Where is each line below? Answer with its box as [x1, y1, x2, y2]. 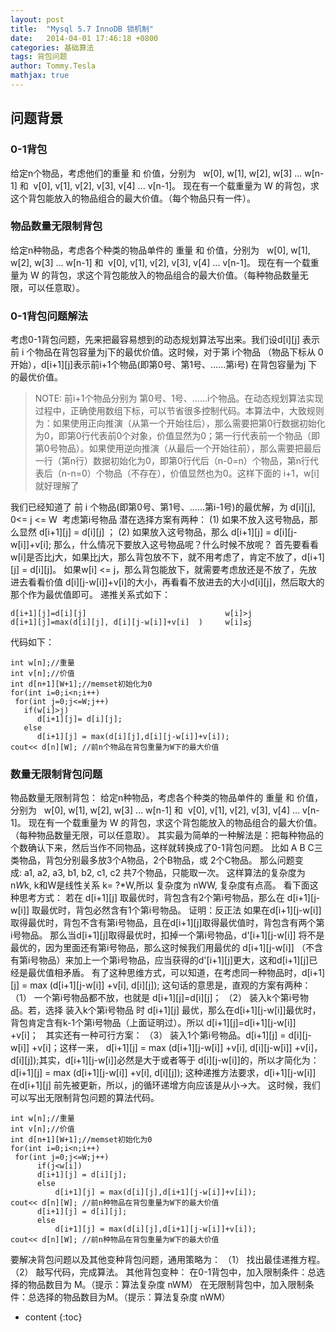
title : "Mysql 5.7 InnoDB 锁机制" [10, 24, 154, 34]
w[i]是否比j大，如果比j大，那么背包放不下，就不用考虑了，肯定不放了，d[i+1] [10, 551, 325, 563]
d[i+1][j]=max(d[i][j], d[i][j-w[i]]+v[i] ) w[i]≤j [10, 617, 253, 628]
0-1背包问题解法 [10, 309, 88, 323]
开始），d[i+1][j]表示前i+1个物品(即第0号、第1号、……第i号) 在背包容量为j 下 [10, 359, 318, 371]
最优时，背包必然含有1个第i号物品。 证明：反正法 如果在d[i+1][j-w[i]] [40, 904, 322, 916]
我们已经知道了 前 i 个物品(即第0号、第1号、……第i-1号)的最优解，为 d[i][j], [10, 501, 316, 513]
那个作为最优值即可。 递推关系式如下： [10, 589, 171, 601]
